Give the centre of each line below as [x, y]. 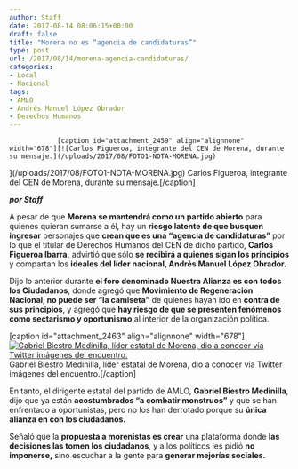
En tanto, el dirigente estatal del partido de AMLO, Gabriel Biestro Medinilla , [149, 391]
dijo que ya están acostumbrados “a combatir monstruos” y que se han [143, 401]
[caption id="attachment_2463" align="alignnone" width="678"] [127, 336]
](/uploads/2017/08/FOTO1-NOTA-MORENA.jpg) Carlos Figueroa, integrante [149, 173]
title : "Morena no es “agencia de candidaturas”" [103, 42]
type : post [29, 51]
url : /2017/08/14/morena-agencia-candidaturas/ [99, 59]
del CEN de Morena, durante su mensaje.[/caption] [102, 182]
